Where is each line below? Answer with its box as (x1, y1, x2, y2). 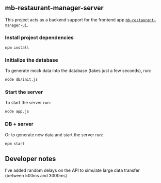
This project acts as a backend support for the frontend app (5, 17, 125, 22)
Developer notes (5, 154, 56, 163)
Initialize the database (5, 56, 58, 63)
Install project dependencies (5, 34, 74, 41)
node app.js (5, 109, 29, 114)
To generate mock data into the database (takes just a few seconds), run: (5, 68, 151, 73)
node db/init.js (5, 77, 38, 82)
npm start (5, 141, 25, 146)
